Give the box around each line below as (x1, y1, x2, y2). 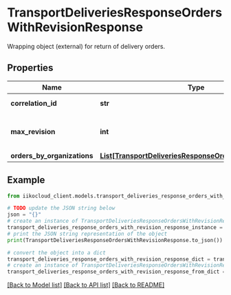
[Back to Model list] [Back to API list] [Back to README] (7, 281, 165, 289)
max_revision (10, 127, 56, 136)
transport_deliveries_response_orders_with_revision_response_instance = (7, 224, 223, 231)
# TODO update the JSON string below (7, 205, 115, 212)
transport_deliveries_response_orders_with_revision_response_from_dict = (7, 268, 226, 276)
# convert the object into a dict (7, 249, 107, 256)
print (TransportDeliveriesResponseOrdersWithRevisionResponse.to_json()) (7, 237, 223, 243)
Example (7, 174, 45, 186)
